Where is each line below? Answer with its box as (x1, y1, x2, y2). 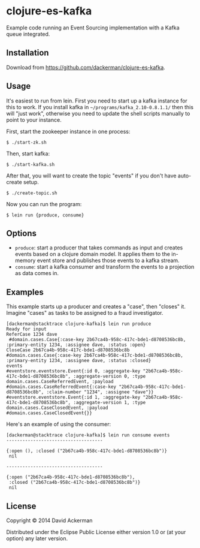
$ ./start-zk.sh (6, 139, 47, 145)
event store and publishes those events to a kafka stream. (37, 257, 180, 264)
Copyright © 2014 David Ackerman (6, 517, 93, 524)
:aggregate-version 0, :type (72, 374, 146, 380)
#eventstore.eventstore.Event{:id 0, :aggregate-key (6, 368, 141, 374)
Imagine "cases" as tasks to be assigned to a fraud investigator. (6, 309, 163, 317)
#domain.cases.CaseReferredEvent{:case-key (6, 384, 117, 390)
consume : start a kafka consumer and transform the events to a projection (14, 263, 195, 270)
